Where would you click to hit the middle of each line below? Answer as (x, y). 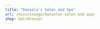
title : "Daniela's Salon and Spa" (40, 10)
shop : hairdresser (24, 19)
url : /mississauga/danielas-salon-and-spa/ (50, 14)
